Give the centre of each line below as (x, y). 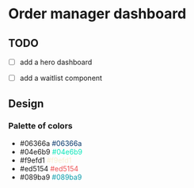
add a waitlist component (61, 78)
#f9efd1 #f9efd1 (46, 160)
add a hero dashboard (56, 62)
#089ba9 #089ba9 (51, 177)
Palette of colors (40, 126)
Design (26, 104)
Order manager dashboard (97, 14)
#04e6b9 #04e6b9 (51, 152)
